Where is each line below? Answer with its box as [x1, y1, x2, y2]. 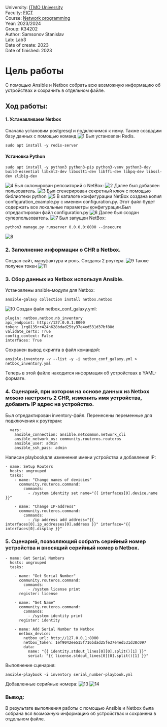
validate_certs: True [5, 329, 51, 334]
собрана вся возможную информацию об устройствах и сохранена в [5, 710, 156, 717]
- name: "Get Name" [14, 600, 56, 605]
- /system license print [27, 586, 81, 592]
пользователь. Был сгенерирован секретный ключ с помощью [5, 188, 151, 194]
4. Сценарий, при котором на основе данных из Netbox [5, 388, 150, 395]
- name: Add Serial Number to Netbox [14, 627, 94, 632]
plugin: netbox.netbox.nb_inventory [5, 316, 83, 321]
